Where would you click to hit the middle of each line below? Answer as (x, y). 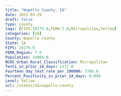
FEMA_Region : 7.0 (24, 52)
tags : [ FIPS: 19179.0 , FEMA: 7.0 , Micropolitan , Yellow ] (61, 29)
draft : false (19, 19)
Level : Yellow (20, 81)
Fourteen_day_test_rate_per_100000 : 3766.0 (52, 72)
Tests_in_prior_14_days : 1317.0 (39, 67)
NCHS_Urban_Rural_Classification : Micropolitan (56, 62)
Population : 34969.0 (27, 57)
